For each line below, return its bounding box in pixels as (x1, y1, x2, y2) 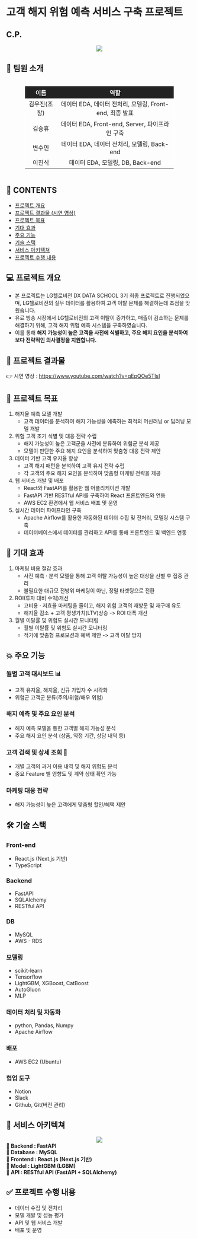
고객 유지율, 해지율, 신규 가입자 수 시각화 (14, 686, 108, 693)
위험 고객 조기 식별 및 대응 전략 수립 (14, 432, 97, 439)
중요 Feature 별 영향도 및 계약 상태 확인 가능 (14, 770, 117, 778)
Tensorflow (14, 973, 43, 980)
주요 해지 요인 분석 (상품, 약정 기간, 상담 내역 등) (14, 732, 126, 739)
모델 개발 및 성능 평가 (14, 1211, 64, 1219)
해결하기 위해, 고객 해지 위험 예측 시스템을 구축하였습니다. (14, 321, 148, 329)
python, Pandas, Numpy (14, 1022, 74, 1029)
